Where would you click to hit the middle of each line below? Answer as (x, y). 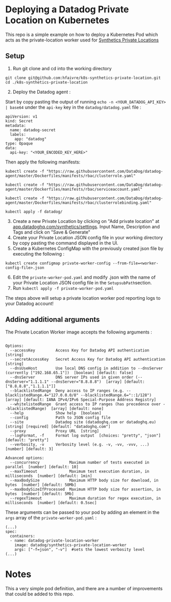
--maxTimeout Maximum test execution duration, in (80, 471)
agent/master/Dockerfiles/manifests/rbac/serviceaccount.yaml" (74, 189)
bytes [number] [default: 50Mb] (41, 485)
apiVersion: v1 (21, 116)
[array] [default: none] (77, 408)
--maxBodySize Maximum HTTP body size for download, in (84, 480)
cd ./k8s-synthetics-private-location (46, 82)
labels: (18, 134)
